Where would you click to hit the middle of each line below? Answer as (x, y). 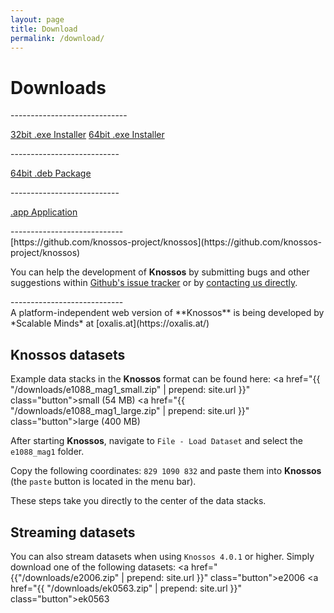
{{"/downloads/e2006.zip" (65, 577)
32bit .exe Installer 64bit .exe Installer (87, 135)
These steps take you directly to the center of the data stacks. (138, 501)
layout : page (37, 19)
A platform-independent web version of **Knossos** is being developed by (167, 313)
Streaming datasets (73, 532)
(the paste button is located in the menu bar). (103, 482)
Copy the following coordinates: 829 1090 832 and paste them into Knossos (166, 471)
